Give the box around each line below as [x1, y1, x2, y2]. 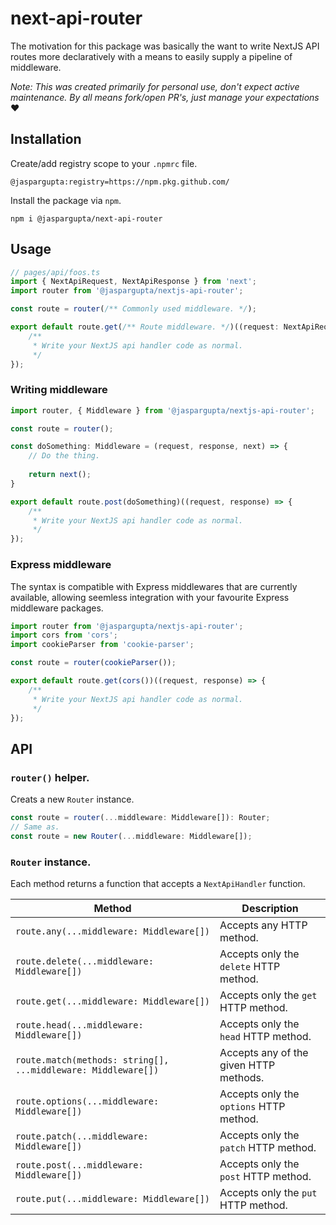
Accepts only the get [219, 988, 318, 1002]
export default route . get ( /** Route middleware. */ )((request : [10, 322, 280, 332]
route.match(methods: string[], [15, 1055, 170, 1066]
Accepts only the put [219, 1186, 318, 1200]
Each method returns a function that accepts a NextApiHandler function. [10, 878, 306, 890]
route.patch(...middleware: [15, 1131, 149, 1142]
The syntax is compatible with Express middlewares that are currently [10, 580, 298, 592]
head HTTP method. [219, 1030, 312, 1044]
